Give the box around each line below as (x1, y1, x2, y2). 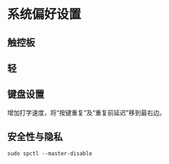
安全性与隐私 (7, 131, 63, 143)
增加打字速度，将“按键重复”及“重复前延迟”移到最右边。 (7, 108, 166, 116)
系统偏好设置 (7, 6, 82, 22)
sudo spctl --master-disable (7, 150, 93, 157)
